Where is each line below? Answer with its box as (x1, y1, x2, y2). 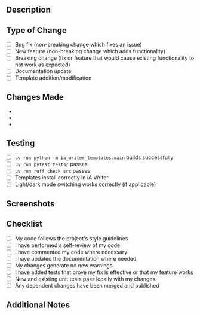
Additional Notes (6, 300, 70, 310)
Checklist (6, 219, 43, 229)
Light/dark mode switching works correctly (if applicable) (14, 181, 156, 188)
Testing (6, 138, 35, 148)
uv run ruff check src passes (14, 167, 91, 175)
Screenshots (6, 199, 55, 209)
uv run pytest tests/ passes (14, 161, 88, 168)
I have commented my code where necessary (14, 248, 128, 255)
